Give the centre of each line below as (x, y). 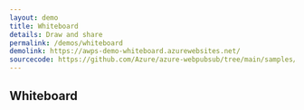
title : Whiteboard (44, 26)
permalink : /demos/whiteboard (66, 43)
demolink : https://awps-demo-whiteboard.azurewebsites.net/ (125, 51)
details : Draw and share (56, 34)
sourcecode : (32, 60)
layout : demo (34, 18)
